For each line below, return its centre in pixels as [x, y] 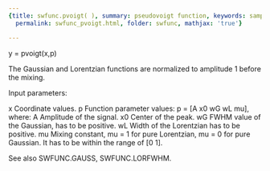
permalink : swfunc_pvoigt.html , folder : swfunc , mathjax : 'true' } [129, 23]
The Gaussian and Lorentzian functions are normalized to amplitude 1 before [135, 68]
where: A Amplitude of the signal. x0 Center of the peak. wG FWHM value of [135, 116]
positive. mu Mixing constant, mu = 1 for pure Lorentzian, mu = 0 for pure [129, 134]
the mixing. [27, 77]
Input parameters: [38, 92]
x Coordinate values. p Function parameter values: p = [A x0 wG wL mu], [129, 108]
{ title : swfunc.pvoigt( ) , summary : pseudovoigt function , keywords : [127, 16]
